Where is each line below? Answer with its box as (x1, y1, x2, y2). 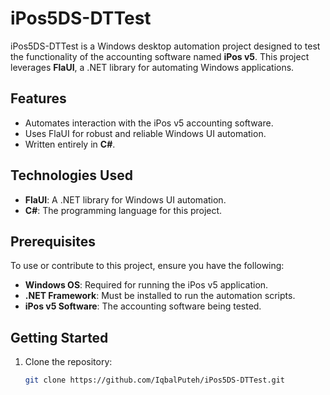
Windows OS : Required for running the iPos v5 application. (24, 279, 269, 291)
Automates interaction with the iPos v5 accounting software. (24, 117, 274, 129)
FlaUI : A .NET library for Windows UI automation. (24, 193, 227, 206)
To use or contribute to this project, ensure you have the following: (10, 260, 285, 272)
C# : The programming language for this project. (24, 204, 223, 216)
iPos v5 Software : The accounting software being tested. (24, 300, 262, 312)
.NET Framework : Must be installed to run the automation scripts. (24, 290, 296, 302)
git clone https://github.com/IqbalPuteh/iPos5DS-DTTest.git (24, 375, 286, 386)
